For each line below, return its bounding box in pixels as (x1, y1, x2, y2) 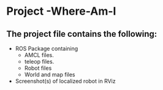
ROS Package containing (15, 45, 78, 52)
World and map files (24, 71, 75, 78)
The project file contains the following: (6, 29, 157, 39)
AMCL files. (24, 51, 54, 59)
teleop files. (24, 58, 55, 65)
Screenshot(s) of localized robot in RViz (15, 78, 116, 84)
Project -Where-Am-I (6, 4, 116, 18)
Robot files (24, 64, 52, 72)
